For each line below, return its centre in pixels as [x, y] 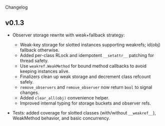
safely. [27, 81]
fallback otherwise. [39, 50]
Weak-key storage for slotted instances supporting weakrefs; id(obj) [90, 44]
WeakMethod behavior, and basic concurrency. [61, 118]
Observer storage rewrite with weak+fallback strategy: [68, 35]
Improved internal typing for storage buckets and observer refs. [85, 103]
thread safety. [34, 60]
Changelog [16, 7]
